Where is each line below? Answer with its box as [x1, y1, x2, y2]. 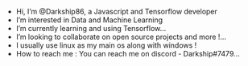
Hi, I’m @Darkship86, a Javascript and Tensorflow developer [15, 7, 217, 16]
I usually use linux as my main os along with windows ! [15, 41, 197, 50]
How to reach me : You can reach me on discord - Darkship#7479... [15, 49, 240, 58]
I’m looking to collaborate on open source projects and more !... [15, 32, 227, 41]
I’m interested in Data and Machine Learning [15, 15, 163, 25]
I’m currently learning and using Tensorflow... [15, 24, 167, 33]
